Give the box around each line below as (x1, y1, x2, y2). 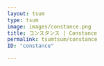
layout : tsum (7, 10, 45, 17)
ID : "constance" (7, 42, 54, 49)
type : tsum (7, 17, 39, 24)
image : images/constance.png (7, 23, 92, 30)
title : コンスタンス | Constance (7, 29, 97, 37)
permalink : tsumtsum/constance (7, 36, 98, 43)
